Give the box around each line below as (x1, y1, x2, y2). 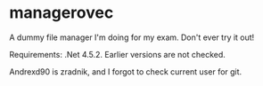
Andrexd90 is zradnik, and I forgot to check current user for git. (9, 66, 242, 77)
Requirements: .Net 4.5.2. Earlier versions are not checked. (9, 49, 226, 59)
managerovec (9, 3, 114, 23)
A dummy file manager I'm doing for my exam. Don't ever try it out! (9, 32, 255, 43)
